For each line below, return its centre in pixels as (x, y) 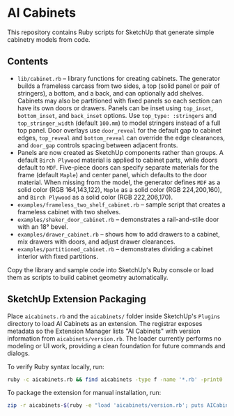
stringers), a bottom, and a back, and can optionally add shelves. (110, 93)
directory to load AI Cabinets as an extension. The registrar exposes (105, 323)
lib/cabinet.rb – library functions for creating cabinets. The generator (119, 78)
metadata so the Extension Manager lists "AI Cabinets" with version (104, 331)
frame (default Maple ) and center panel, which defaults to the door (112, 174)
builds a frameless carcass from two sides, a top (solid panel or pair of (118, 86)
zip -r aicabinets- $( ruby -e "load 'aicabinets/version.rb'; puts (106, 406)
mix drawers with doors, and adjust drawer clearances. (96, 242)
